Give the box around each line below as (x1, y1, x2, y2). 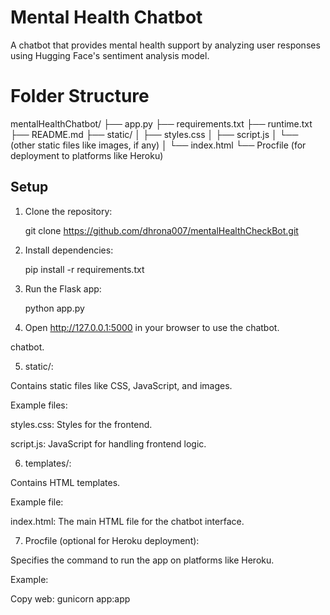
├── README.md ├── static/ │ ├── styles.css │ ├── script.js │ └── (10, 128, 299, 140)
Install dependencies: (24, 244, 114, 256)
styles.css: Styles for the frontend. (10, 418, 153, 430)
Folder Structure (10, 85, 150, 108)
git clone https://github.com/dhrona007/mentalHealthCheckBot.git (24, 224, 299, 236)
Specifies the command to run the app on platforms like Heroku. (10, 554, 275, 566)
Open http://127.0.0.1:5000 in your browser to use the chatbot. (24, 321, 280, 333)
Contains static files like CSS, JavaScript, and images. (10, 379, 233, 391)
